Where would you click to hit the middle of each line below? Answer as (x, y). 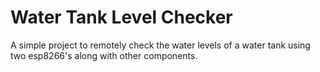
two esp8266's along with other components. (104, 55)
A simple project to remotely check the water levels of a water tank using (160, 45)
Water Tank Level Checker (121, 17)
